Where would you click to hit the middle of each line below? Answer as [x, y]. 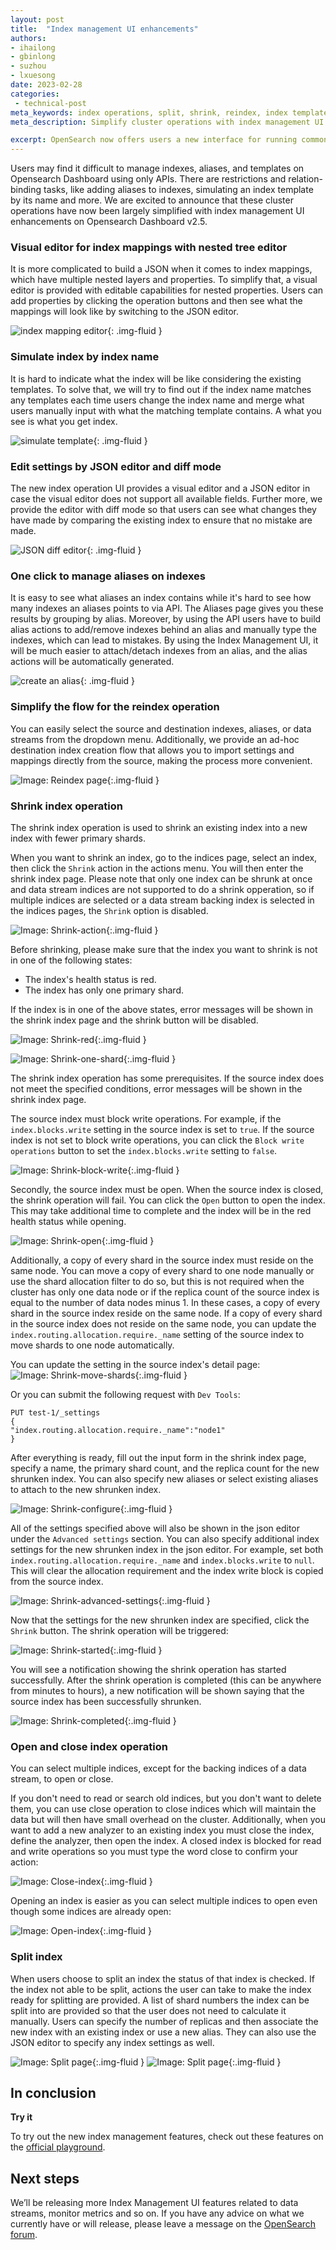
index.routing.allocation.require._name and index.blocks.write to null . [162, 1560]
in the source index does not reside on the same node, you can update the [163, 1323]
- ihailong [33, 47]
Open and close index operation [89, 1746]
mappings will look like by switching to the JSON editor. [124, 312]
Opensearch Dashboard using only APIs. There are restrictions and [148, 179]
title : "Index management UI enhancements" [104, 29]
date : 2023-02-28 [46, 85]
